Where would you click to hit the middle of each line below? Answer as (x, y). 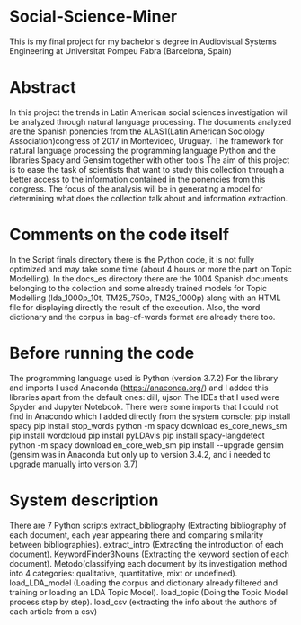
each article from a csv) (53, 611)
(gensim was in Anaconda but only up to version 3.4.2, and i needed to (140, 454)
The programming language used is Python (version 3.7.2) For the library (144, 378)
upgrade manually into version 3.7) (74, 464)
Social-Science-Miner (93, 17)
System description (84, 500)
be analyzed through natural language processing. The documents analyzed (150, 121)
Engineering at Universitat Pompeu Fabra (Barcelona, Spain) (120, 50)
